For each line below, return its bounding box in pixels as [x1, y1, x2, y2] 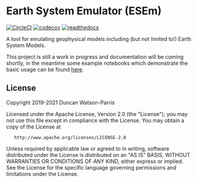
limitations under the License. [6, 170, 79, 177]
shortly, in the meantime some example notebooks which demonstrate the [6, 59, 188, 67]
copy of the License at [6, 123, 61, 130]
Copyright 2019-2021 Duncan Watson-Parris [6, 99, 115, 106]
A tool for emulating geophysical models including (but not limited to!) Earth [6, 35, 192, 42]
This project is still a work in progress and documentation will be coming [6, 53, 184, 60]
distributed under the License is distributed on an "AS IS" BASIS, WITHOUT [6, 151, 190, 158]
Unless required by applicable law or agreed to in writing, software [6, 145, 170, 152]
